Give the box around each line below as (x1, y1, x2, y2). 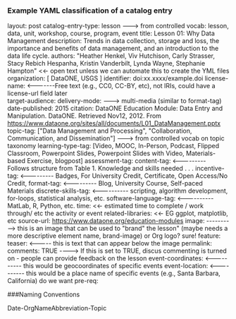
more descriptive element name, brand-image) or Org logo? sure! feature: (7, 231, 221, 240)
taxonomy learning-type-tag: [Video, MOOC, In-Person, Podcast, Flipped (7, 142, 220, 150)
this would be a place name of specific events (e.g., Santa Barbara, (25, 269, 221, 277)
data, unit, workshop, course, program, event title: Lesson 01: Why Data (7, 29, 215, 37)
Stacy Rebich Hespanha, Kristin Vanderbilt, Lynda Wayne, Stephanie (7, 59, 206, 68)
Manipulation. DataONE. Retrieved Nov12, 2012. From (7, 112, 162, 120)
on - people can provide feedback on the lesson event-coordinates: (7, 254, 204, 263)
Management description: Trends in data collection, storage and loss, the (7, 37, 220, 45)
